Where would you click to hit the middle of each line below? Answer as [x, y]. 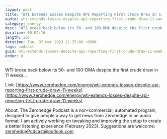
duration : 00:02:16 [25, 33]
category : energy [23, 24]
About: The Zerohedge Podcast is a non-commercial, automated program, [81, 110]
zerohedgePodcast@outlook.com [40, 132]
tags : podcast [20, 47]
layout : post [19, 10]
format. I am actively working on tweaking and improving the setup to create [83, 121]
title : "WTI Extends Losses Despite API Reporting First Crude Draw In [81, 14]
